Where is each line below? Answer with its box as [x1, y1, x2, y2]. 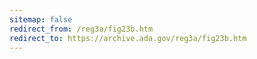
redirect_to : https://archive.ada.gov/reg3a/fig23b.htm [9, 33, 247, 43]
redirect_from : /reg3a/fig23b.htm [9, 24, 154, 34]
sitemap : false [9, 14, 73, 25]
